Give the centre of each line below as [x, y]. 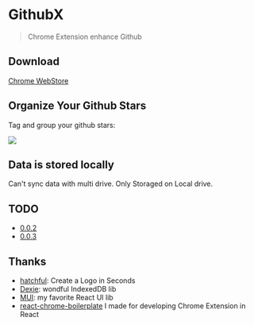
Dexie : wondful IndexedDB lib [68, 289]
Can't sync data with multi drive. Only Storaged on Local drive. [111, 184]
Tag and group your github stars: [62, 125]
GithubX [36, 15]
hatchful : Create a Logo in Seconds [77, 281]
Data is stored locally [62, 164]
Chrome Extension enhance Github [85, 37]
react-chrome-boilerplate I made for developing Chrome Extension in [133, 306]
